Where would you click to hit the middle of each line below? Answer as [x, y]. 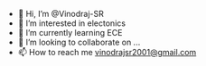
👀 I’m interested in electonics [72, 23]
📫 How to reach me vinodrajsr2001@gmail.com [107, 52]
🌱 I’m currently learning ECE [70, 33]
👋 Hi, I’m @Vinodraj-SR [61, 14]
